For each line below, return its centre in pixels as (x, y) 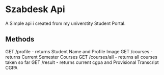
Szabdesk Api (35, 9)
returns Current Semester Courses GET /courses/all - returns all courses (81, 57)
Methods (20, 39)
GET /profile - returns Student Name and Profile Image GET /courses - (79, 51)
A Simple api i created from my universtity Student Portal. (65, 23)
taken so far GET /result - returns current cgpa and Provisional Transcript (82, 62)
